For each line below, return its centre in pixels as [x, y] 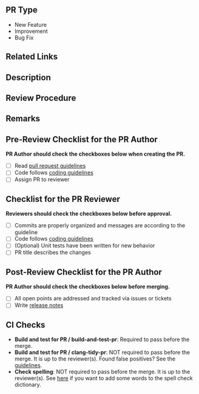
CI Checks [25, 325]
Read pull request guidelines [50, 166]
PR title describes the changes [53, 252]
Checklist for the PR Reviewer [63, 199]
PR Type [22, 10]
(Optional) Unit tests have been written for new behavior [85, 246]
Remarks [23, 119]
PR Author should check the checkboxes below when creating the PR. [96, 154]
